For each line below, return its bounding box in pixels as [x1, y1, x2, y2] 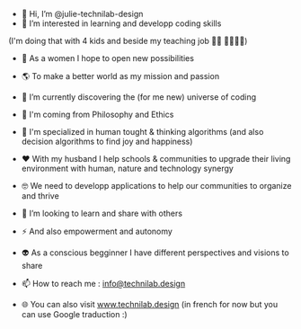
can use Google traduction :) [21, 309, 128, 319]
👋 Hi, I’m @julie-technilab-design [21, 9, 144, 19]
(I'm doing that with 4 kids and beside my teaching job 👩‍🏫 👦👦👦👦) [8, 36, 248, 46]
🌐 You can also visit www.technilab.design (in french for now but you [21, 299, 279, 309]
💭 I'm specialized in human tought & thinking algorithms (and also [21, 127, 264, 137]
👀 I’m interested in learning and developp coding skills [21, 18, 222, 29]
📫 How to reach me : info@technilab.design [21, 279, 186, 289]
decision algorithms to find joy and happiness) [21, 136, 193, 147]
